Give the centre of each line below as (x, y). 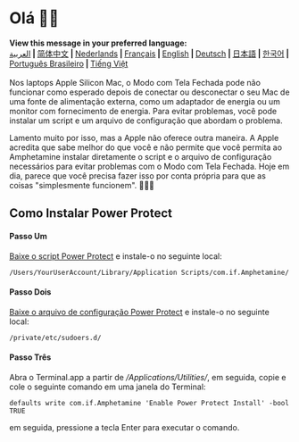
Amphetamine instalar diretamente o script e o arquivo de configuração (141, 156)
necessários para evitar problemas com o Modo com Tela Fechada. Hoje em (149, 166)
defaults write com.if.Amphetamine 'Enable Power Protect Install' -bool (149, 403)
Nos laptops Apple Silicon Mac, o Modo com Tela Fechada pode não (135, 82)
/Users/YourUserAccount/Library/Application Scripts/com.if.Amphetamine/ (149, 272)
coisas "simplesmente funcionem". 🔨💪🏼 (82, 185)
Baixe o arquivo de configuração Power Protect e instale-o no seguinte (139, 312)
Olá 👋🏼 (34, 18)
